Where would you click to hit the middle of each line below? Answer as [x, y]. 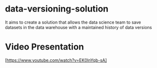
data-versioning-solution [57, 9]
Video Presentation [45, 47]
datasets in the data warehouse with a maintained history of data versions [78, 27]
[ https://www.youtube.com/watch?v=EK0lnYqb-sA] [56, 60]
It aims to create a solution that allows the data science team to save [73, 22]
